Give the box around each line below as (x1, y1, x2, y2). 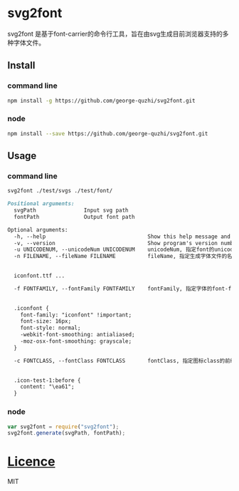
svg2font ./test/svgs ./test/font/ (7, 187, 113, 195)
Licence (7, 454, 55, 470)
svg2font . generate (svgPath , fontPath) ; (7, 430, 126, 437)
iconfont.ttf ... (14, 272, 65, 279)
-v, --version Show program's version (14, 239, 218, 247)
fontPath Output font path (14, 213, 135, 220)
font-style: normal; (20, 324, 81, 332)
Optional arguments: (7, 226, 69, 233)
